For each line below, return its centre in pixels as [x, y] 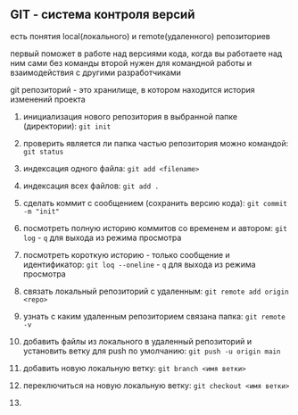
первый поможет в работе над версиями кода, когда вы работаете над [146, 54]
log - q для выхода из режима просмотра [102, 237]
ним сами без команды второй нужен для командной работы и [131, 62]
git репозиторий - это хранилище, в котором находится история [132, 89]
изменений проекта [48, 99]
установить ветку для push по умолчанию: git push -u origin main [152, 351]
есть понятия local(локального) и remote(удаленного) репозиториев [141, 36]
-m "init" [41, 212]
